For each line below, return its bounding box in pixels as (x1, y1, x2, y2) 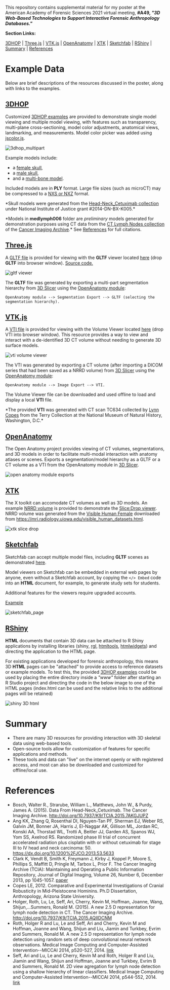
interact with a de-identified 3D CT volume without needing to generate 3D (5, 337, 161, 343)
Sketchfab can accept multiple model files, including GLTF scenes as (5, 554, 149, 560)
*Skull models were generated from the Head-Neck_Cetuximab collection (5, 200, 159, 206)
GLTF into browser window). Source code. (5, 260, 94, 266)
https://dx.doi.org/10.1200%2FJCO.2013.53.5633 (12, 850, 114, 856)
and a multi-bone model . (12, 175, 64, 181)
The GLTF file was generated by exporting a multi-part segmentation (5, 279, 148, 285)
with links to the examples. (5, 85, 61, 91)
